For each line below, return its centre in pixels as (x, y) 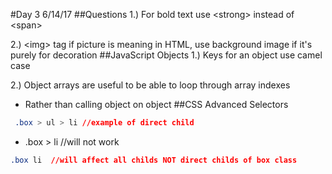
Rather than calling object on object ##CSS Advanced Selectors (156, 104)
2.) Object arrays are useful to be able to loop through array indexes (150, 85)
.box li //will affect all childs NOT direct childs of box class (154, 160)
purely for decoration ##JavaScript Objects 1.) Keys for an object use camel (166, 55)
